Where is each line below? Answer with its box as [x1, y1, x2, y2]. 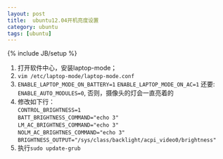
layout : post [7, 10, 46, 18]
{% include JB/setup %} [7, 49, 77, 58]
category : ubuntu [7, 23, 58, 30]
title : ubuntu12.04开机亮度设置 [7, 17, 99, 24]
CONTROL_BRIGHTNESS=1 [17, 107, 81, 114]
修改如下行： [17, 98, 55, 106]
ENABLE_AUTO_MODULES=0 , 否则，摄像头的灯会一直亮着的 [17, 89, 174, 97]
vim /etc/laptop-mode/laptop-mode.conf [17, 73, 135, 80]
